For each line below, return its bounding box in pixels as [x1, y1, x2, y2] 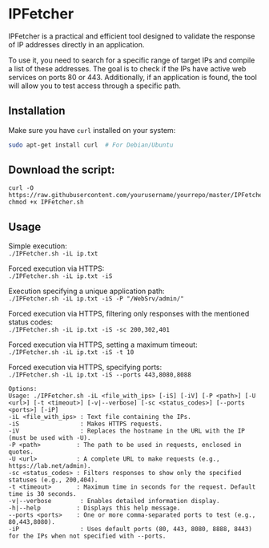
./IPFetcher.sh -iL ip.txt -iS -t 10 [8, 349, 134, 357]
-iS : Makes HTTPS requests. [8, 420, 163, 429]
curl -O [8, 184, 34, 192]
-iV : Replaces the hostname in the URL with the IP [8, 427, 246, 435]
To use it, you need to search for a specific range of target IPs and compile [8, 55, 255, 65]
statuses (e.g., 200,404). [8, 476, 98, 485]
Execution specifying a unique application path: [8, 286, 166, 296]
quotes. [8, 448, 34, 457]
